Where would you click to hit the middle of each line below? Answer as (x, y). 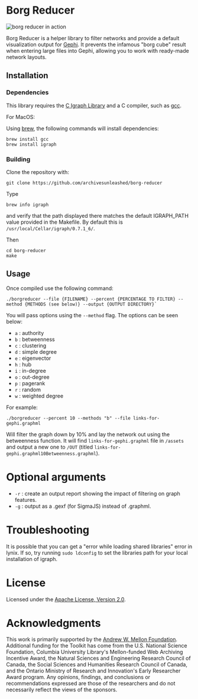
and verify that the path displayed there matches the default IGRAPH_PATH (98, 215)
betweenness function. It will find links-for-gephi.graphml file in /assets (95, 440)
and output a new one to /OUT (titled (50, 447)
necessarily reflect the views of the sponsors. (62, 690)
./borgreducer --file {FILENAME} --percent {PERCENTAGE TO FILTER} (91, 299)
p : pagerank (30, 383)
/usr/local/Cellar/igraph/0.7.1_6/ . (51, 228)
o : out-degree (32, 377)
